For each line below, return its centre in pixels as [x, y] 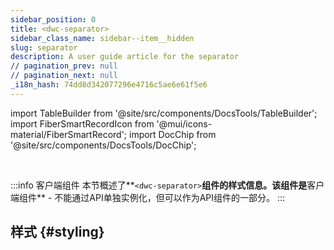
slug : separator [44, 47]
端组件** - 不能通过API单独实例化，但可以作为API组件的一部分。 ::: [148, 197]
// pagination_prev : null [64, 66]
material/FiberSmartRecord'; [69, 134]
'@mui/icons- [184, 123]
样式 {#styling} [57, 232]
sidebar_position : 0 [53, 19]
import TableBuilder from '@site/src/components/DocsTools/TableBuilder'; [164, 113]
